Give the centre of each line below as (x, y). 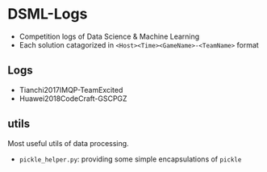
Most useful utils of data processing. (69, 143)
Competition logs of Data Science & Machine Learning (109, 36)
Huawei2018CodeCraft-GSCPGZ (73, 99)
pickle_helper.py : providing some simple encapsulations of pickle (130, 159)
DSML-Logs (48, 14)
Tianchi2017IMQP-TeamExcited (71, 90)
